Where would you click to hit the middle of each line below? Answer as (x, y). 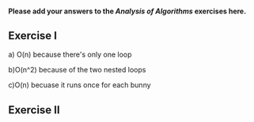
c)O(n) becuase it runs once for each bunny (80, 85)
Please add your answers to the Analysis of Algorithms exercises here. (127, 11)
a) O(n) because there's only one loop (70, 54)
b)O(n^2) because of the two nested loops (77, 70)
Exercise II (34, 110)
